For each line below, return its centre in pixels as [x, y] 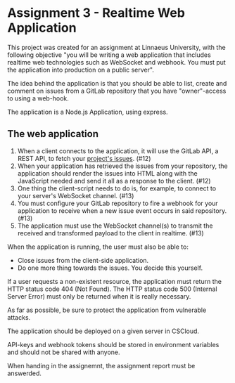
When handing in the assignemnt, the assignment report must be [101, 365]
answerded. [25, 373]
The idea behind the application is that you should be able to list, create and [117, 83]
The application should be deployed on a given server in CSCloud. [103, 331]
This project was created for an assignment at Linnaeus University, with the [117, 47]
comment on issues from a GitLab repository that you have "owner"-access [117, 91]
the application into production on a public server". [81, 70]
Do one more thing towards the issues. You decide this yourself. [110, 268]
